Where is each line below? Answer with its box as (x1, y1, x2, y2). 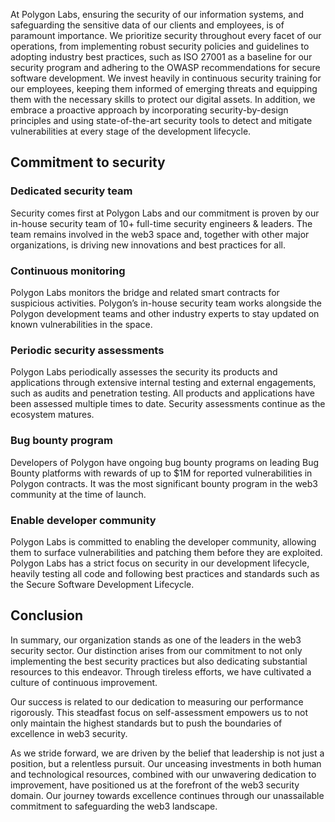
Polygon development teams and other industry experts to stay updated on (10, 307, 320, 319)
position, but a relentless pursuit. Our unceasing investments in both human (10, 757, 322, 769)
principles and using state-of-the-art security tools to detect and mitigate (10, 115, 313, 126)
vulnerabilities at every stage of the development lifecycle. (10, 125, 252, 137)
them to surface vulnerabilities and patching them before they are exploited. (10, 546, 323, 558)
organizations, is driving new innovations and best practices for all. (10, 239, 287, 251)
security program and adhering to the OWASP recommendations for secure (10, 62, 321, 73)
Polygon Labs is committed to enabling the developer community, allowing (10, 535, 317, 548)
